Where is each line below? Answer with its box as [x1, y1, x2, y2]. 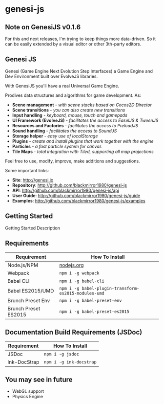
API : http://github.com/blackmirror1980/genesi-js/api [12, 187, 120, 193]
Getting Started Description [5, 225, 60, 231]
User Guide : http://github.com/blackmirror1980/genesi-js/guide [12, 192, 141, 199]
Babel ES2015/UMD [7, 288, 54, 294]
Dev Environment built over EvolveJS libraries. [5, 73, 98, 79]
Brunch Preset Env [7, 297, 50, 304]
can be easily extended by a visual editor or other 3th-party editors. [5, 41, 142, 47]
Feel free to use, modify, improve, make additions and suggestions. [5, 158, 140, 164]
